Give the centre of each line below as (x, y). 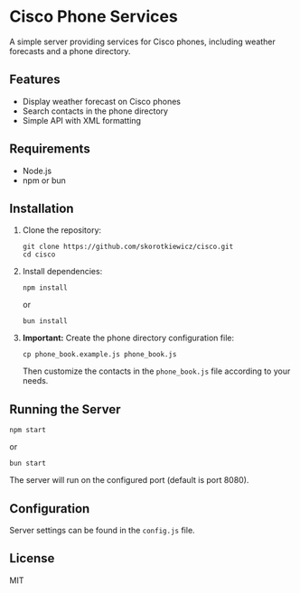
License (32, 558)
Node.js (37, 171)
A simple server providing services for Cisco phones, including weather (142, 42)
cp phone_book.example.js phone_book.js (99, 355)
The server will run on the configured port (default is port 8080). (129, 480)
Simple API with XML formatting (82, 120)
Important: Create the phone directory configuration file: (128, 338)
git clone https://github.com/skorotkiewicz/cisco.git (128, 247)
